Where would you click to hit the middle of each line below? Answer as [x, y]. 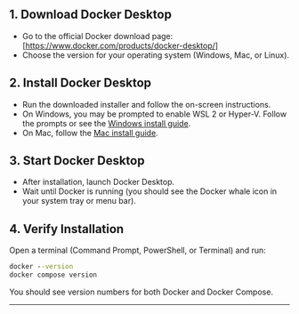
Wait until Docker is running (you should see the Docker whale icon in [149, 191]
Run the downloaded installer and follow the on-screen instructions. [146, 104]
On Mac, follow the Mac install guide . [90, 133]
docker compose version [53, 275]
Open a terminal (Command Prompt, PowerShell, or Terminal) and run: [138, 250]
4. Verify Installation [67, 229]
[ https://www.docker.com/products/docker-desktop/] [120, 45]
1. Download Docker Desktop [90, 15]
